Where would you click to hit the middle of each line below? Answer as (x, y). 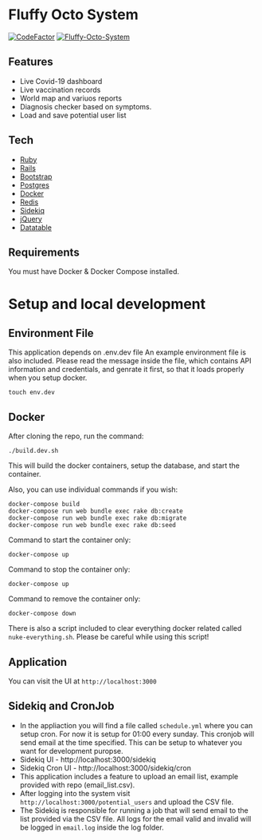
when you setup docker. (48, 378)
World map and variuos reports (70, 98)
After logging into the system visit (75, 793)
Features (31, 62)
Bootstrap (36, 176)
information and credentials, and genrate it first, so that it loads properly (126, 370)
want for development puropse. (71, 751)
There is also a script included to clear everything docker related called (125, 628)
